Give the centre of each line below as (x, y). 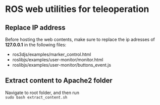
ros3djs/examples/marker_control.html (52, 54)
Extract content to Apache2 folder (59, 81)
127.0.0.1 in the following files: (36, 45)
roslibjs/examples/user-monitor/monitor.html (58, 60)
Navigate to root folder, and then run (42, 93)
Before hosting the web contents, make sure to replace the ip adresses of (80, 39)
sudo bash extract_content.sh (36, 97)
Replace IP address (35, 28)
